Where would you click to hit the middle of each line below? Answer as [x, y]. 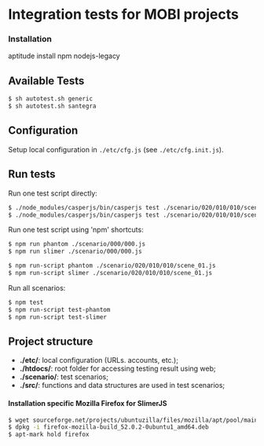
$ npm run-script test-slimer [58, 317]
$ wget [19, 420]
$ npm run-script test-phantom [59, 309]
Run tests [32, 174]
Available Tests [46, 80]
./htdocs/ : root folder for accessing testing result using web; [117, 369]
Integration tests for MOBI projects [124, 15]
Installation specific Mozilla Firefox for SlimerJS [88, 403]
